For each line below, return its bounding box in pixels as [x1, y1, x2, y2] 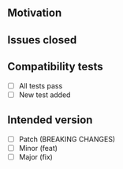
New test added [18, 90, 71, 100]
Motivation [7, 6, 62, 20]
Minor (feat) [18, 143, 58, 152]
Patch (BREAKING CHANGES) [18, 134, 116, 144]
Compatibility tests [7, 60, 103, 73]
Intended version [7, 114, 93, 127]
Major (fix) [18, 152, 53, 161]
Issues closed [7, 33, 77, 47]
